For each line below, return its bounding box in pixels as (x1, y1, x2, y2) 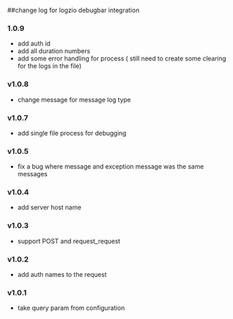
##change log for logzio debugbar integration (7, 6, 139, 14)
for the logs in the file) (17, 62, 82, 70)
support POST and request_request (17, 237, 121, 245)
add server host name (17, 203, 82, 211)
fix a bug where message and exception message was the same (17, 162, 204, 171)
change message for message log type (17, 95, 132, 104)
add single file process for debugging (17, 129, 127, 137)
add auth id (17, 39, 51, 48)
